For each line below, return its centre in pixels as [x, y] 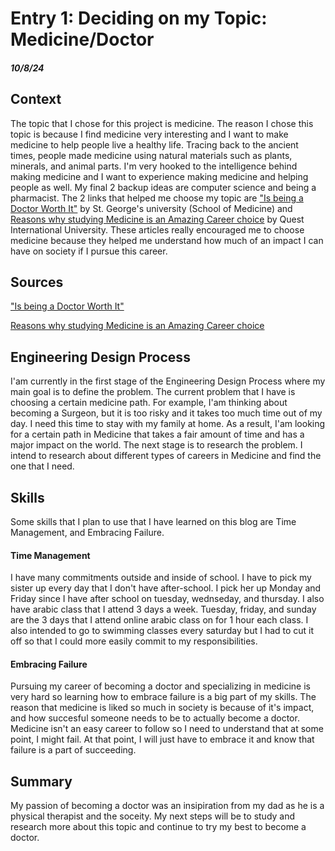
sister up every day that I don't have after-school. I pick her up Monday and [166, 588]
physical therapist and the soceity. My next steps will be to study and [153, 816]
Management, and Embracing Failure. [87, 533]
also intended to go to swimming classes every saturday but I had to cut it [162, 631]
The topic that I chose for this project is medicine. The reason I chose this [162, 123]
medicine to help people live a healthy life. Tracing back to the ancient [154, 144]
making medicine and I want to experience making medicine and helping [159, 176]
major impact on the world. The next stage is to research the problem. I [156, 445]
